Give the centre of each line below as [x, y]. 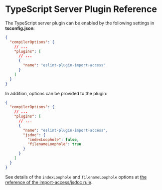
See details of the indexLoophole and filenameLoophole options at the [76, 177]
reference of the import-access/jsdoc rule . [49, 182]
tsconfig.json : [20, 28]
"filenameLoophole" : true [54, 144]
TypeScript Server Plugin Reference [81, 9]
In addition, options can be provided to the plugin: [56, 93]
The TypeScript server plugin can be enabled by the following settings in [80, 23]
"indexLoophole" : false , [53, 140]
